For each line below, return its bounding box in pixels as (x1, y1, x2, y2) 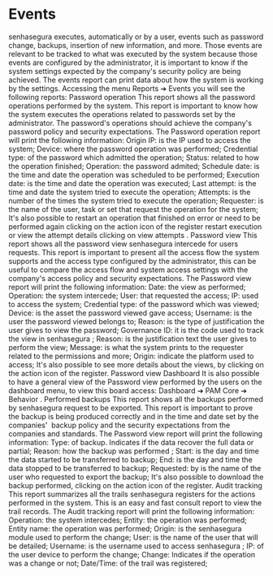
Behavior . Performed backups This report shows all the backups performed (8, 394, 264, 404)
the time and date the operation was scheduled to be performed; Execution (8, 170, 260, 180)
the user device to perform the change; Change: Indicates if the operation (8, 549, 256, 559)
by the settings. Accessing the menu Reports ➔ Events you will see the (8, 83, 245, 93)
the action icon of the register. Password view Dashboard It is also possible (8, 368, 260, 378)
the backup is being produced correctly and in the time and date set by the (8, 411, 259, 421)
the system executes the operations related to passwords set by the (8, 109, 236, 119)
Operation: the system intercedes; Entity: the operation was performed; (8, 515, 248, 525)
